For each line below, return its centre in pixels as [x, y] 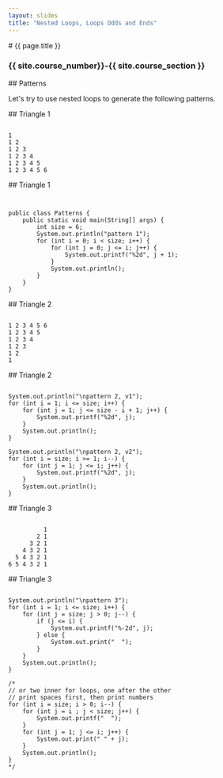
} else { [51, 635]
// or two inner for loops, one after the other [90, 690]
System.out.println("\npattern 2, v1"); [76, 396]
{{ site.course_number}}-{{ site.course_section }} [107, 66]
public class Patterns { [49, 213]
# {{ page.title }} [35, 45]
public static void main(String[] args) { [93, 220]
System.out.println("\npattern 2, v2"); [76, 452]
